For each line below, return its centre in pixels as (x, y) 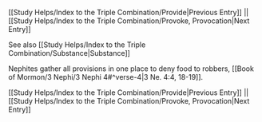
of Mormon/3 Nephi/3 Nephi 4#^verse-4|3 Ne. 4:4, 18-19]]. (106, 77)
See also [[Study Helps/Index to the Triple (77, 45)
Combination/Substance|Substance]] (69, 53)
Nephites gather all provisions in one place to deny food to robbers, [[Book (131, 69)
